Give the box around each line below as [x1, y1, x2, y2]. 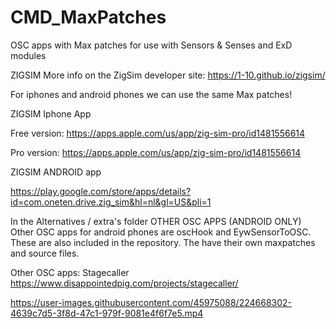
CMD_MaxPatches [10, 6, 167, 29]
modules [10, 49, 47, 61]
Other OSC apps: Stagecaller [10, 266, 130, 278]
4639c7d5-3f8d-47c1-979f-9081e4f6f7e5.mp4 [10, 307, 204, 319]
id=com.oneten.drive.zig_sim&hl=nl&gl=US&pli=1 [10, 196, 212, 208]
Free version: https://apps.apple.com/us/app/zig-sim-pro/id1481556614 [10, 127, 306, 139]
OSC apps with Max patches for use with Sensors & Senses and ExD [10, 39, 293, 51]
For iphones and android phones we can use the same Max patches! [10, 88, 293, 100]
